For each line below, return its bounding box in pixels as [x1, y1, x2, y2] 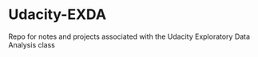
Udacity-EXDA [8, 6, 106, 24]
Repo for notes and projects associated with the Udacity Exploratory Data [8, 32, 250, 41]
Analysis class [8, 40, 56, 49]
